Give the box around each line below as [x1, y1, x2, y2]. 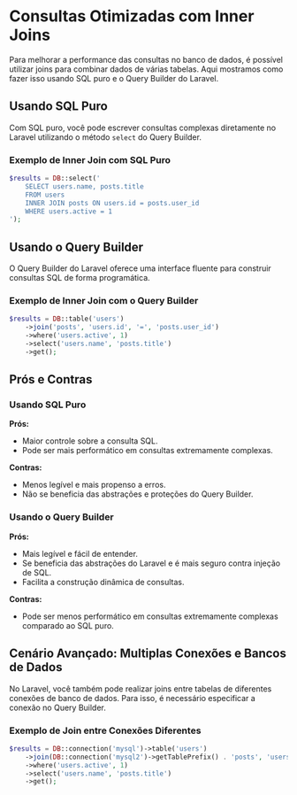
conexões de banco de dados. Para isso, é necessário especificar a [9, 692, 256, 703]
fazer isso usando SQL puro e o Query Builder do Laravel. [9, 73, 219, 83]
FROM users [25, 190, 65, 199]
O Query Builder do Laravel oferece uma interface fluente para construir [9, 263, 271, 274]
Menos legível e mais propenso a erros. [21, 480, 166, 490]
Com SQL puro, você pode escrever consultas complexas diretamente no [9, 122, 277, 133]
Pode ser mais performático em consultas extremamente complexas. [21, 445, 274, 456]
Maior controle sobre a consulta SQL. [21, 436, 158, 446]
